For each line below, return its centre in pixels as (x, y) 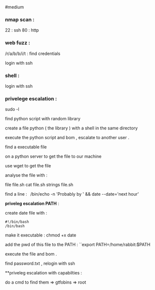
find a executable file (26, 147)
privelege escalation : (31, 98)
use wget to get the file (28, 166)
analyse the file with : (26, 175)
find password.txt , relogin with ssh (40, 263)
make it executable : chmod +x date (41, 235)
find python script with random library (43, 119)
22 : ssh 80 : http (22, 30)
